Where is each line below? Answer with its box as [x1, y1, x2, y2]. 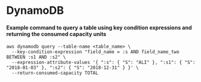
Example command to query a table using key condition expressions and [6, 24, 192, 31]
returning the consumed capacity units [6, 30, 107, 37]
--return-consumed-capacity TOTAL [11, 70, 98, 76]
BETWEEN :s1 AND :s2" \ [6, 54, 66, 60]
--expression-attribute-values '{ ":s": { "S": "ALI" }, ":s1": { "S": [11, 60, 196, 66]
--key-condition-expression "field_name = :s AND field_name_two [11, 49, 180, 55]
